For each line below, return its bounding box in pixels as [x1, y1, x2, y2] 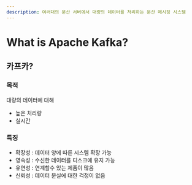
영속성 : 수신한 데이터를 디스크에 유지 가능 [15, 156, 115, 164]
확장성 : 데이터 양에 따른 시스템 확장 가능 [15, 148, 112, 156]
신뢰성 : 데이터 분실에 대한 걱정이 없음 [15, 172, 106, 179]
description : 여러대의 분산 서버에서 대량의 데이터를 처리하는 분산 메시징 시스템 [6, 9, 186, 15]
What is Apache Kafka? [6, 35, 129, 49]
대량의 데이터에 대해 [6, 96, 54, 104]
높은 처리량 [15, 109, 42, 116]
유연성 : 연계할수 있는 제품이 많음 [15, 164, 94, 172]
